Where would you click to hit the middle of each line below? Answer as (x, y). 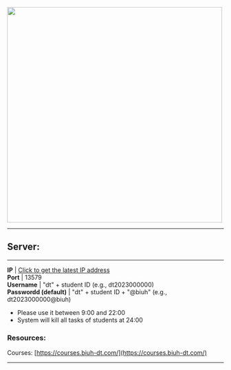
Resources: (26, 338)
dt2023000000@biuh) (39, 299)
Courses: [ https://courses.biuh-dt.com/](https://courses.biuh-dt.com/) (107, 353)
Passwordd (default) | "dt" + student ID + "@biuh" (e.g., (87, 291)
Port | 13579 (25, 277)
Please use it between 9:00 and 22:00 (71, 312)
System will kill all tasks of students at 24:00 (80, 320)
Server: (23, 247)
